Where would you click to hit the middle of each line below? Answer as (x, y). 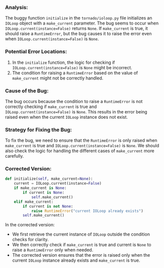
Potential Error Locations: (36, 52)
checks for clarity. (30, 240)
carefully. (14, 156)
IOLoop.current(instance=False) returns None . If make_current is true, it (77, 28)
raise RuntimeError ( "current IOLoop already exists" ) (87, 211)
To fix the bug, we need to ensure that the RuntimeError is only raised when (81, 140)
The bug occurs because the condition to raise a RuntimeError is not (74, 101)
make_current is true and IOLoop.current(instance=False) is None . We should (82, 146)
